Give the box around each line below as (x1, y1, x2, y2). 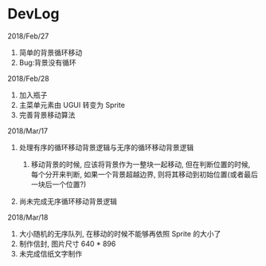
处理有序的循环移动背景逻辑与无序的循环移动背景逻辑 (18, 142, 194, 152)
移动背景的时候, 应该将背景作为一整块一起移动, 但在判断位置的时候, (30, 159, 251, 169)
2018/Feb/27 (7, 31, 49, 41)
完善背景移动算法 (18, 109, 76, 120)
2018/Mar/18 (7, 212, 49, 222)
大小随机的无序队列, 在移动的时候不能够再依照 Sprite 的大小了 (18, 228, 221, 238)
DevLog (7, 5, 60, 23)
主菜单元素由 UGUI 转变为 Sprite (18, 100, 125, 109)
